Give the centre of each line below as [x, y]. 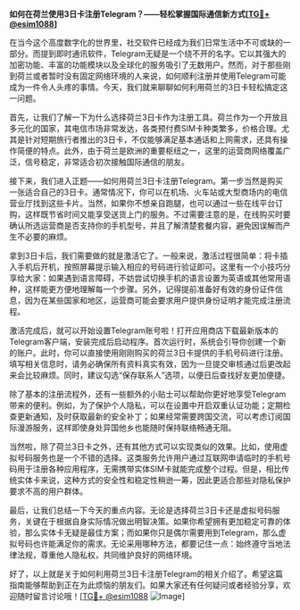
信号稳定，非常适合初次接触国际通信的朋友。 [107, 162]
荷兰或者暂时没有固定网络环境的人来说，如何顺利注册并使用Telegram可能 [151, 76]
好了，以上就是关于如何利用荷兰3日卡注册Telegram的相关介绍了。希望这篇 [146, 574]
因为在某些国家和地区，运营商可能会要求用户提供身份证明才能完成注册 [154, 300]
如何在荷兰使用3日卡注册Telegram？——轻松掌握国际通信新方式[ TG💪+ [140, 14]
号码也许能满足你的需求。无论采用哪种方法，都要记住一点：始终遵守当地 [150, 543]
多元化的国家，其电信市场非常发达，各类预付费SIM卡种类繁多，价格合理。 [146, 128]
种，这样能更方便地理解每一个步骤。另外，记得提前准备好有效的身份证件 [142, 289]
